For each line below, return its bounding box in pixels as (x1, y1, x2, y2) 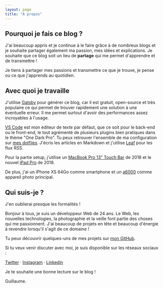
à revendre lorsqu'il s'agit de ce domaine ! (5, 226, 90, 232)
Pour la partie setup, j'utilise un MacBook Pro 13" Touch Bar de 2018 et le (5, 154, 152, 160)
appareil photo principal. (5, 174, 54, 180)
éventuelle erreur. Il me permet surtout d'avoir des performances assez (5, 110, 148, 116)
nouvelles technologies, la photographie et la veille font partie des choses (5, 216, 153, 221)
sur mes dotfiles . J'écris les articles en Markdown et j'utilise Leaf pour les (5, 140, 153, 146)
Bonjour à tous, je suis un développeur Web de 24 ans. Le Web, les (5, 210, 140, 216)
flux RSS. (5, 145, 23, 151)
